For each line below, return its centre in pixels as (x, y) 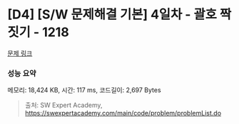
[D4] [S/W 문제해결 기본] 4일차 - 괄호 (112, 15)
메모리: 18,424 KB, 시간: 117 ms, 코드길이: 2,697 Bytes (85, 90)
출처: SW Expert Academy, (63, 105)
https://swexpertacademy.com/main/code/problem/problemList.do (123, 113)
